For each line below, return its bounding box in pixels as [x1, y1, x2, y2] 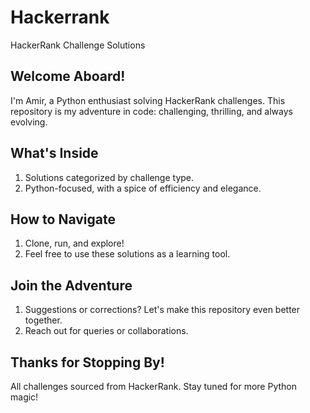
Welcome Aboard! [10, 68, 126, 85]
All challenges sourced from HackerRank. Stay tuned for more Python [10, 381, 298, 392]
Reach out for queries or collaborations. [24, 325, 189, 337]
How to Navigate [10, 211, 117, 228]
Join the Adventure [10, 277, 133, 294]
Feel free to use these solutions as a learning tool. [24, 248, 231, 260]
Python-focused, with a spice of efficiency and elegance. [24, 182, 262, 194]
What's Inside [10, 145, 99, 162]
